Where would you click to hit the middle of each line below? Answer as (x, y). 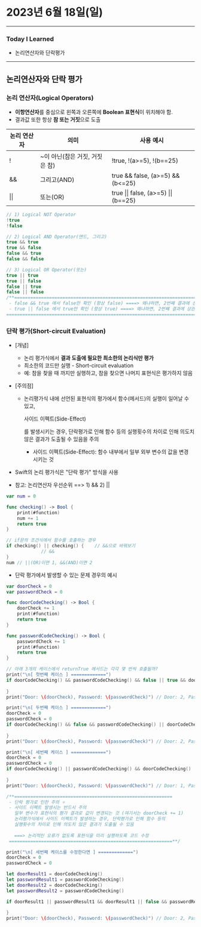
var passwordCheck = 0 (34, 592)
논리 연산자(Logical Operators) (50, 98)
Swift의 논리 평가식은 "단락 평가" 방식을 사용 (66, 472)
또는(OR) (52, 197)
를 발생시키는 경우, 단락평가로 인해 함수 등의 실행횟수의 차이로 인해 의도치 (109, 432)
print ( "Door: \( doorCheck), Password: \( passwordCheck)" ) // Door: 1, (96, 786)
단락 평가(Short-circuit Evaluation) (56, 331)
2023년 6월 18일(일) (55, 12)
